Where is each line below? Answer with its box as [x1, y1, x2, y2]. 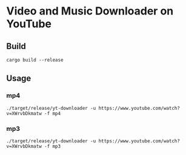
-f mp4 [44, 110, 61, 116]
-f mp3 [44, 143, 61, 149]
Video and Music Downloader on [6, 4, 174, 18]
